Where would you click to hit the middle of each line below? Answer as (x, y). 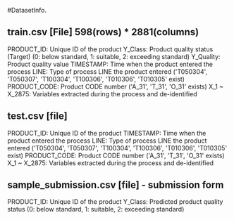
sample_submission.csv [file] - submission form (116, 185)
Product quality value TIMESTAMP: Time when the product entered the (110, 64)
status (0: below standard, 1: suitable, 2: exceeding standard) (96, 209)
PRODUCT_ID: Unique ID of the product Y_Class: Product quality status (110, 49)
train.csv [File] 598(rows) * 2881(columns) (103, 32)
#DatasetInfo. (27, 10)
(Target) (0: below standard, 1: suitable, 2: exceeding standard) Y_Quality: (114, 56)
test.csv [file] (38, 116)
